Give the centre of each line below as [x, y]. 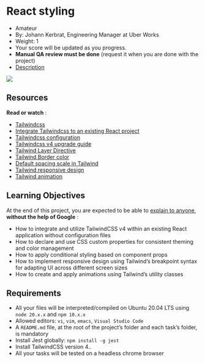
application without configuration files [63, 235]
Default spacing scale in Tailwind [57, 163]
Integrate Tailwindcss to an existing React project [77, 131]
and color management [45, 248]
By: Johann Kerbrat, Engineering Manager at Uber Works [87, 34]
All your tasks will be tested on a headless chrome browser [89, 353]
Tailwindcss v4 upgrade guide [53, 144]
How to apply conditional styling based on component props [91, 254]
